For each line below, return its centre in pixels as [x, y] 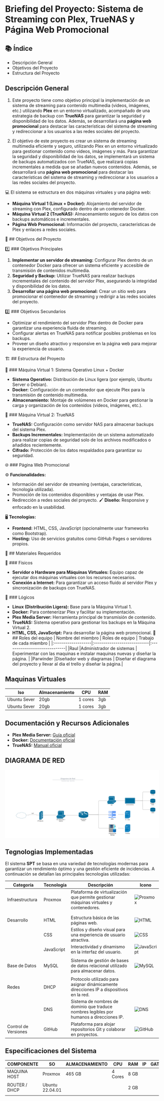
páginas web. [84, 922]
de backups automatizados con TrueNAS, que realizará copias [75, 161]
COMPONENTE [23, 1064]
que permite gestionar [93, 897]
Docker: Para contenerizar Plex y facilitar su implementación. [74, 612]
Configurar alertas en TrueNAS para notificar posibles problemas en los [84, 333]
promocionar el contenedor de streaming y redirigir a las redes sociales [84, 296]
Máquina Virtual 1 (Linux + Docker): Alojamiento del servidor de [77, 203]
